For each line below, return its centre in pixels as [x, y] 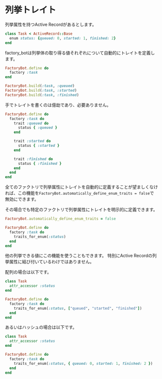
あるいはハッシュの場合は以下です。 [41, 327]
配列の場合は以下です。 [28, 272]
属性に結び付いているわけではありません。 [52, 262]
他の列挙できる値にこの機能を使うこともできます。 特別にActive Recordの [79, 256]
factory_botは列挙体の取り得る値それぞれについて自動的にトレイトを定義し [80, 53]
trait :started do [32, 141]
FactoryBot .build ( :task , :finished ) [42, 95]
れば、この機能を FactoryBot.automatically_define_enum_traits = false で [80, 193]
